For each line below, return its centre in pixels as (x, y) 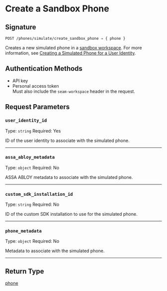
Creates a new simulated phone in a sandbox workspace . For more (74, 48)
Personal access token (36, 86)
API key (20, 81)
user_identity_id (26, 121)
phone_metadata (24, 231)
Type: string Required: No (32, 204)
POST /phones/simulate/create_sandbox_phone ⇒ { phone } (65, 38)
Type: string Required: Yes (33, 131)
